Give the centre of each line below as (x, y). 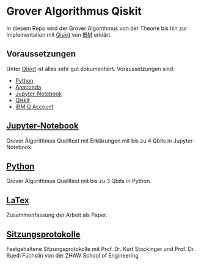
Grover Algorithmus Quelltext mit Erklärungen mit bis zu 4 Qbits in (89, 140)
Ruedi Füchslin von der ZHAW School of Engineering (72, 256)
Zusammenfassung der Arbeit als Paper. (57, 215)
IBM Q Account (34, 106)
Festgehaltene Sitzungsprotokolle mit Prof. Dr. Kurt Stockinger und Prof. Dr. (101, 249)
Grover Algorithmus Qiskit (74, 11)
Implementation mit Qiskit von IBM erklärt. (59, 34)
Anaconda (28, 87)
